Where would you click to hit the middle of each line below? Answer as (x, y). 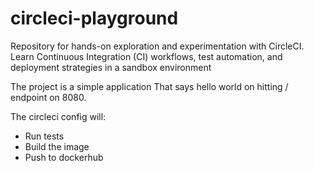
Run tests (44, 136)
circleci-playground (94, 18)
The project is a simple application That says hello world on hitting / (149, 86)
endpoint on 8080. (48, 97)
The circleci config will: (58, 116)
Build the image (57, 146)
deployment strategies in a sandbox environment (111, 67)
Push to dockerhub (64, 157)
